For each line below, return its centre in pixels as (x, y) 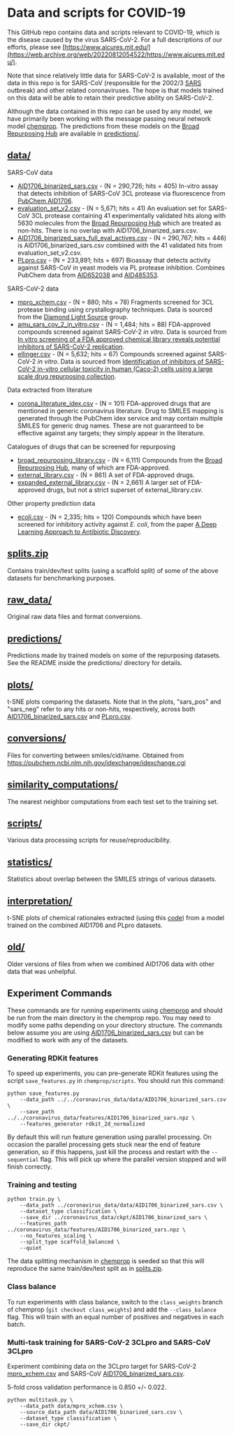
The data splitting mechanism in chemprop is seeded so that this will (106, 1261)
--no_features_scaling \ (56, 1236)
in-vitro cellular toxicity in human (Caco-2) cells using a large (125, 369)
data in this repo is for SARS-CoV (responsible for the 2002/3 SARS (104, 82)
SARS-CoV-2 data (33, 289)
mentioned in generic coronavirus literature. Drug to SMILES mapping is (120, 411)
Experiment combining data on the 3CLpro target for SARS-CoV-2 (102, 1366)
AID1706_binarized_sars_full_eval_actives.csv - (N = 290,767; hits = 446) (122, 238)
